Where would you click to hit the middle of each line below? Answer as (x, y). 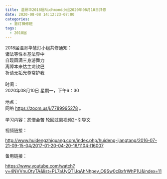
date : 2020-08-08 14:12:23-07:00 (40, 14)
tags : (11, 28)
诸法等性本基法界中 (25, 54)
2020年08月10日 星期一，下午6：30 (42, 90)
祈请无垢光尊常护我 (25, 73)
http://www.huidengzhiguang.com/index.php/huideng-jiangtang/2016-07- (81, 140)
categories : (17, 19)
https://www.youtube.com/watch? (40, 166)
